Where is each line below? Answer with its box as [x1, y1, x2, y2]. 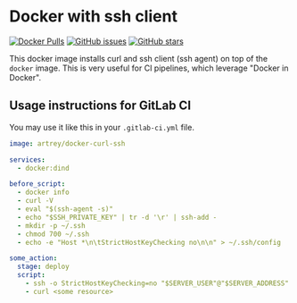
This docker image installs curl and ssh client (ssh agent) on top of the [9, 53, 268, 63]
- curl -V [17, 197, 54, 206]
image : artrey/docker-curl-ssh [9, 139, 126, 148]
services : [9, 155, 46, 164]
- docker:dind [17, 164, 70, 173]
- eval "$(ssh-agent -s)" [17, 205, 114, 214]
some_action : [9, 254, 58, 263]
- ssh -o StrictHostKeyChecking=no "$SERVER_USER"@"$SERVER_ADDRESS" [25, 279, 290, 288]
